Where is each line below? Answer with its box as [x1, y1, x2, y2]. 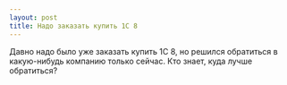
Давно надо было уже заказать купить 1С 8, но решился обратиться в [9, 46, 279, 56]
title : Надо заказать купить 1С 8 [9, 21, 139, 30]
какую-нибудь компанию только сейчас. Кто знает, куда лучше [9, 55, 253, 66]
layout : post [9, 13, 58, 22]
